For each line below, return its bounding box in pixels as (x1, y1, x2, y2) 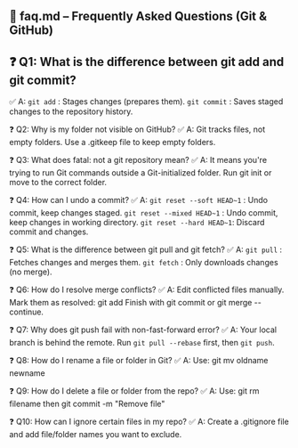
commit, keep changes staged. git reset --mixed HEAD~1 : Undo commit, (9, 208, 278, 218)
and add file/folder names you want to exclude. (9, 429, 182, 440)
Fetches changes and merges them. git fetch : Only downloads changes (9, 257, 278, 268)
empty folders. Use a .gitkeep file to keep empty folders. (9, 137, 216, 148)
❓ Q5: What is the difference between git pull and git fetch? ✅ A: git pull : (9, 244, 283, 255)
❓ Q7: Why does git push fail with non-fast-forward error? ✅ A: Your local (9, 324, 278, 335)
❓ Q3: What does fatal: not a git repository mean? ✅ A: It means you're (9, 155, 268, 166)
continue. (9, 306, 44, 317)
